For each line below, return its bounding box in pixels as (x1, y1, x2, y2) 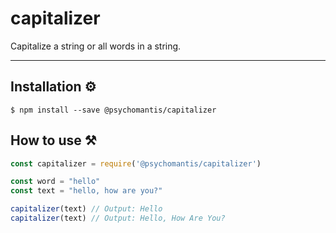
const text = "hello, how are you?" (10, 186, 163, 196)
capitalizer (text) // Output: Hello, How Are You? (10, 213, 226, 224)
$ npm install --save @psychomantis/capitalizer (10, 105, 217, 115)
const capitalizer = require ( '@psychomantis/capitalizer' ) (10, 158, 262, 169)
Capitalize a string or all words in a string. (10, 40, 182, 52)
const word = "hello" (10, 177, 101, 187)
